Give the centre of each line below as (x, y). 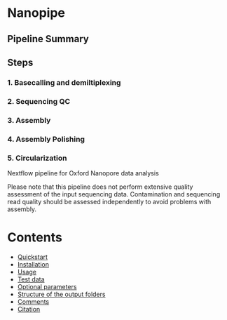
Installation (33, 264)
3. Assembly (29, 120)
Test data (31, 279)
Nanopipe (36, 13)
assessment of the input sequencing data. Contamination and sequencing (114, 194)
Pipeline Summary (48, 39)
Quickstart (32, 257)
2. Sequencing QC (39, 101)
